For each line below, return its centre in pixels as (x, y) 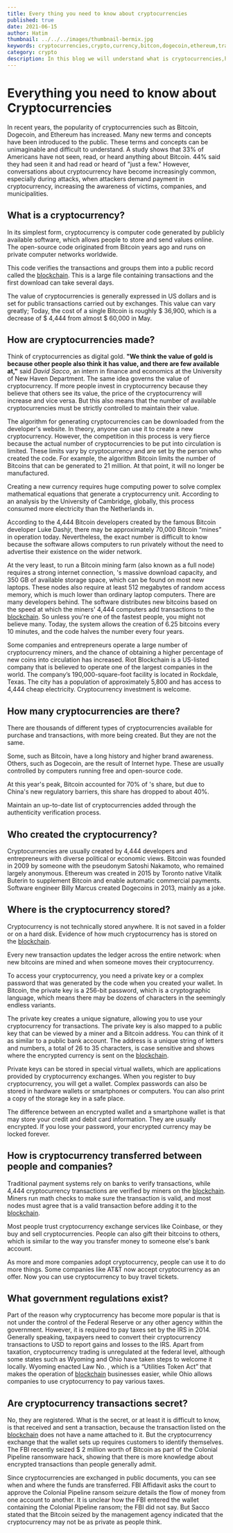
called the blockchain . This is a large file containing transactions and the (110, 275)
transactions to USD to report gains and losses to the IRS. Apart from (106, 1345)
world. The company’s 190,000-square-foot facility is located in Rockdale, (113, 675)
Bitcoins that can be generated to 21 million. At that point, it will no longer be (116, 466)
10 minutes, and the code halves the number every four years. (96, 632)
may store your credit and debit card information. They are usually (102, 1119)
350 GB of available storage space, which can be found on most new (106, 580)
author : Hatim (28, 33)
